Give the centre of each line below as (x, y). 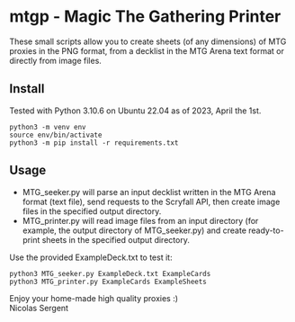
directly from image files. (55, 60)
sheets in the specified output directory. (116, 239)
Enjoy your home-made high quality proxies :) (94, 298)
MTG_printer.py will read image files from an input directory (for (140, 220)
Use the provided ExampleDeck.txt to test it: (91, 257)
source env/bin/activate (56, 135)
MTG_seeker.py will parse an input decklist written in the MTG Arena (149, 192)
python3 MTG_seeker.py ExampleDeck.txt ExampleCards (110, 273)
